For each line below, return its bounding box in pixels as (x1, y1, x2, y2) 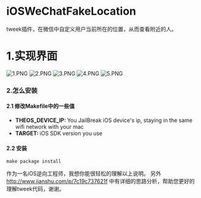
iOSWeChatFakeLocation (6, 4, 136, 18)
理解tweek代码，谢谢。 (6, 185, 65, 192)
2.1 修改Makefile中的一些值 (6, 102, 75, 110)
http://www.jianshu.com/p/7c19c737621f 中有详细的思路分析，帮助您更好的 (6, 178, 195, 185)
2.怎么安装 (6, 86, 38, 94)
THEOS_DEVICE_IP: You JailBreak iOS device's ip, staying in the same (15, 116, 192, 124)
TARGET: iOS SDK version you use (15, 130, 103, 137)
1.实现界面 (6, 49, 58, 63)
